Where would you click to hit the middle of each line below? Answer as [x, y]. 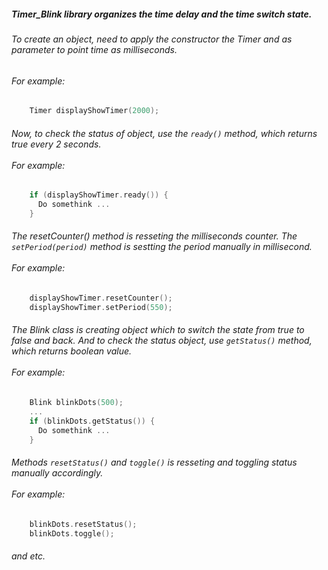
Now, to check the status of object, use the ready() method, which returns [164, 133]
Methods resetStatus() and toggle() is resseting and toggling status [154, 462]
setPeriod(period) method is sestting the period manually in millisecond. [162, 247]
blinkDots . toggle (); [72, 533]
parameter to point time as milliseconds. [94, 49]
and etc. [28, 556]
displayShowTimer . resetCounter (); [101, 298]
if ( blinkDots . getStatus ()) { [92, 421]
